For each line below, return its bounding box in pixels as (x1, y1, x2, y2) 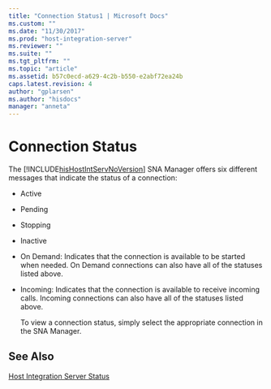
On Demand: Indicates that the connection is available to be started (19, 252, 246, 261)
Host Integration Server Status (8, 371, 110, 381)
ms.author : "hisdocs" (8, 95, 82, 103)
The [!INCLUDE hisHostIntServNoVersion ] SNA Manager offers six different (8, 164, 258, 175)
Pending (19, 205, 49, 214)
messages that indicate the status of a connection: (8, 173, 178, 183)
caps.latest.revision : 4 (8, 80, 92, 88)
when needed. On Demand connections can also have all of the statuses (19, 261, 263, 270)
